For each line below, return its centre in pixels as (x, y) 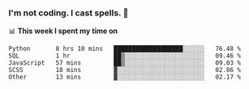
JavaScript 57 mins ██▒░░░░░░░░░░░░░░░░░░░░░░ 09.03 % (125, 63)
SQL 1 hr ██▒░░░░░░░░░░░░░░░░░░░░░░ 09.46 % (125, 56)
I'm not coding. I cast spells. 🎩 (69, 13)
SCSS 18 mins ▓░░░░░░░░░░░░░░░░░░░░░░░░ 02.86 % (125, 70)
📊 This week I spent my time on (63, 31)
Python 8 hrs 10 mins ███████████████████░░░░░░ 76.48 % (125, 49)
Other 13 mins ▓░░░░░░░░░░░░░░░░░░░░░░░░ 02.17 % (125, 77)
